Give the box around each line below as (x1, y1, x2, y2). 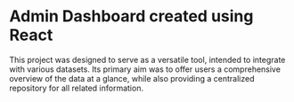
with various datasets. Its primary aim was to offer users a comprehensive (9, 64, 281, 75)
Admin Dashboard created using (9, 6, 254, 27)
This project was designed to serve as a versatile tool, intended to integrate (9, 54, 286, 65)
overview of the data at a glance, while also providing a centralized (9, 73, 256, 83)
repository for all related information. (9, 82, 144, 93)
